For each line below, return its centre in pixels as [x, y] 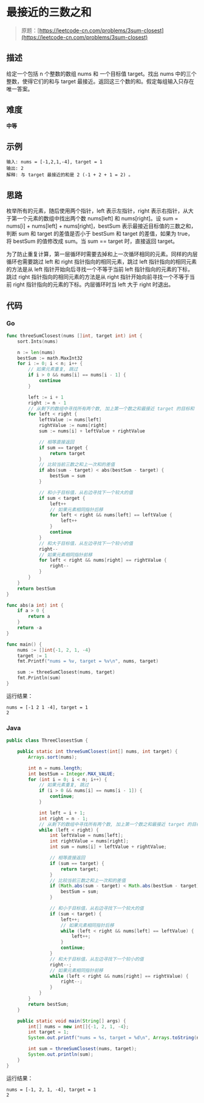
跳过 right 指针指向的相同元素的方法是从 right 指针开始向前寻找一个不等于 [98, 277]
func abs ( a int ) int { [35, 605]
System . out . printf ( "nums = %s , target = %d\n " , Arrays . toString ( [113, 1038]
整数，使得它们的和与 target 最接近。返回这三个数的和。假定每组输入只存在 [100, 81]
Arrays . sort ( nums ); [53, 757]
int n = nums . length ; [56, 768]
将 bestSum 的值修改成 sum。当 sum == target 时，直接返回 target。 [92, 241]
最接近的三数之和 [49, 12]
